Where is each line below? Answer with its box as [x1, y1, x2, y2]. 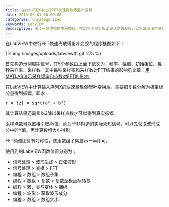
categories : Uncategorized [5, 17, 62, 22]
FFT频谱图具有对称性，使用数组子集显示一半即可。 [5, 138, 111, 144]
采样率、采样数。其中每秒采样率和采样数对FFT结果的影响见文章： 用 [9, 67, 150, 73]
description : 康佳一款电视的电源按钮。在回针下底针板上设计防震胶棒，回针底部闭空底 [5, 26, 162, 31]
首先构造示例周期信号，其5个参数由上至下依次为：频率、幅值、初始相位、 [5, 61, 158, 67]
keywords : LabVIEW [5, 21, 44, 27]
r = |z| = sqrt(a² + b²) [5, 100, 66, 106]
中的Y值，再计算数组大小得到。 [9, 127, 74, 133]
